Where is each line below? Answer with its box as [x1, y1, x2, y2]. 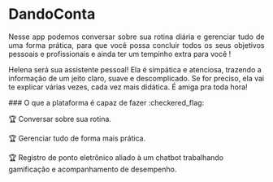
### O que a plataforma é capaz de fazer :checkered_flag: [8, 97, 205, 107]
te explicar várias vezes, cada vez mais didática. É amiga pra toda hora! [8, 82, 248, 92]
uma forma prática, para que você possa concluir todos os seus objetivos [8, 40, 265, 50]
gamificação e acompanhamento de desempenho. [8, 164, 177, 174]
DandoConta [8, 5, 96, 24]
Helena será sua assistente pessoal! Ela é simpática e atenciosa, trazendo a [8, 64, 262, 74]
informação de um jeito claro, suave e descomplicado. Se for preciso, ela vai [8, 73, 265, 83]
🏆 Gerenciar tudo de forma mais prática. [8, 133, 146, 143]
